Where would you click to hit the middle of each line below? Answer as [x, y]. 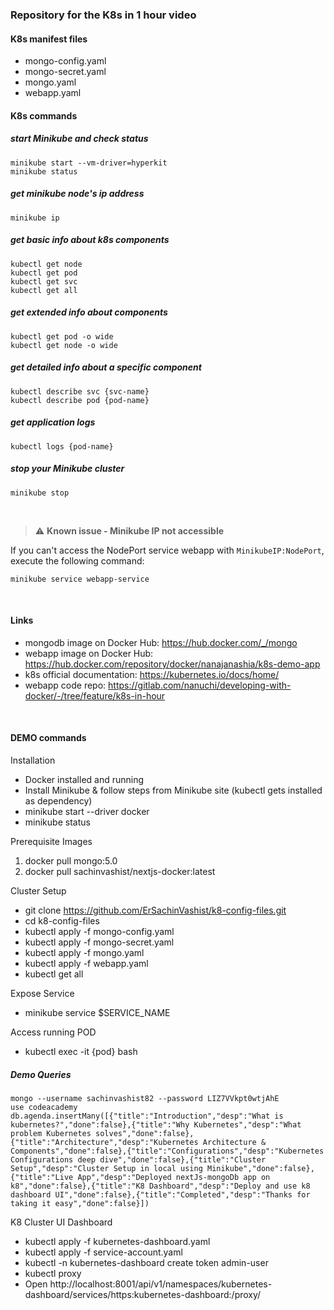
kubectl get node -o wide [64, 345]
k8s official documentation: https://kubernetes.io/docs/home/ [152, 674]
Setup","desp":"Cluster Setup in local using [106, 1168]
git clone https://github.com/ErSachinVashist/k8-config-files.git [155, 910]
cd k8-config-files [62, 920]
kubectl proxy [53, 1273]
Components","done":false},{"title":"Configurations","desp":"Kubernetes [167, 1151]
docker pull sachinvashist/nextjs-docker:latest [120, 871]
